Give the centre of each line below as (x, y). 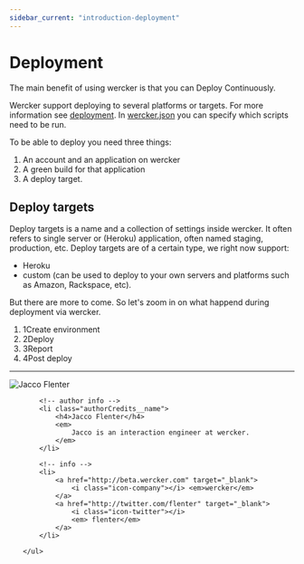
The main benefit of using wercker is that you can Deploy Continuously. (142, 88)
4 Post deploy (47, 358)
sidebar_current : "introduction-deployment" (95, 18)
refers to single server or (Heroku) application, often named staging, (137, 239)
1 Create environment (61, 330)
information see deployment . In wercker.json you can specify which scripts (149, 115)
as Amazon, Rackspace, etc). (77, 285)
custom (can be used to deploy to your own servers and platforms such (156, 275)
